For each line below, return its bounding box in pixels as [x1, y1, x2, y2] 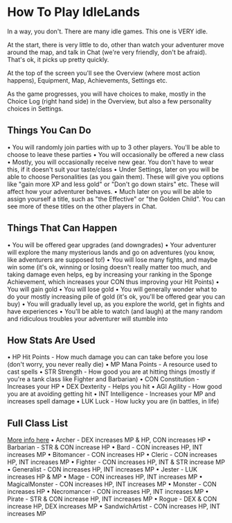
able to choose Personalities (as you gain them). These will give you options [7, 172, 224, 181]
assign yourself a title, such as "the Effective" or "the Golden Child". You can [7, 194, 226, 203]
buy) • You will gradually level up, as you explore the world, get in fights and [7, 299, 225, 308]
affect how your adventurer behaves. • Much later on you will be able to [7, 187, 213, 195]
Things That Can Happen [7, 222, 118, 234]
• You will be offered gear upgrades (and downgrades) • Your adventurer [7, 240, 217, 249]
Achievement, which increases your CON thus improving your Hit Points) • [7, 277, 220, 285]
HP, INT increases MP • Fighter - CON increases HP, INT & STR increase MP [7, 458, 225, 466]
